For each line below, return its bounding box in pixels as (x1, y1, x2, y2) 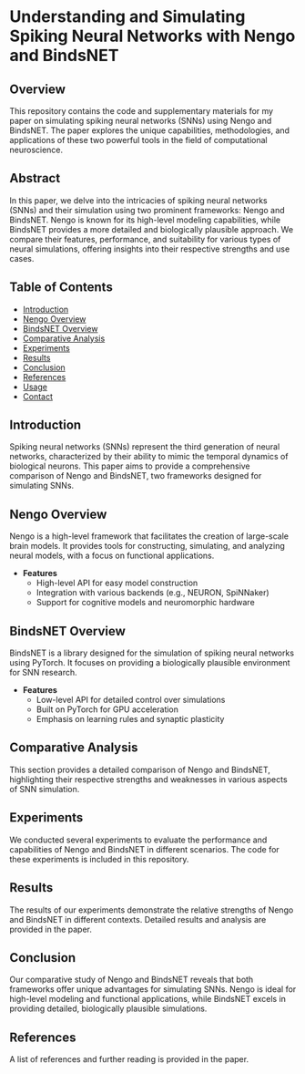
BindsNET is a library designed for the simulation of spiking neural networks (9, 647, 294, 658)
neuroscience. (9, 144, 64, 155)
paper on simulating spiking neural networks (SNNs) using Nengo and (9, 116, 272, 126)
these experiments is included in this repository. (9, 853, 189, 864)
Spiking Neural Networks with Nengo (9, 26, 296, 46)
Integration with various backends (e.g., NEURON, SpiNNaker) (36, 587, 270, 598)
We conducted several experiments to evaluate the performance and (9, 834, 268, 845)
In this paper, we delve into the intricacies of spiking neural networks (9, 194, 269, 206)
